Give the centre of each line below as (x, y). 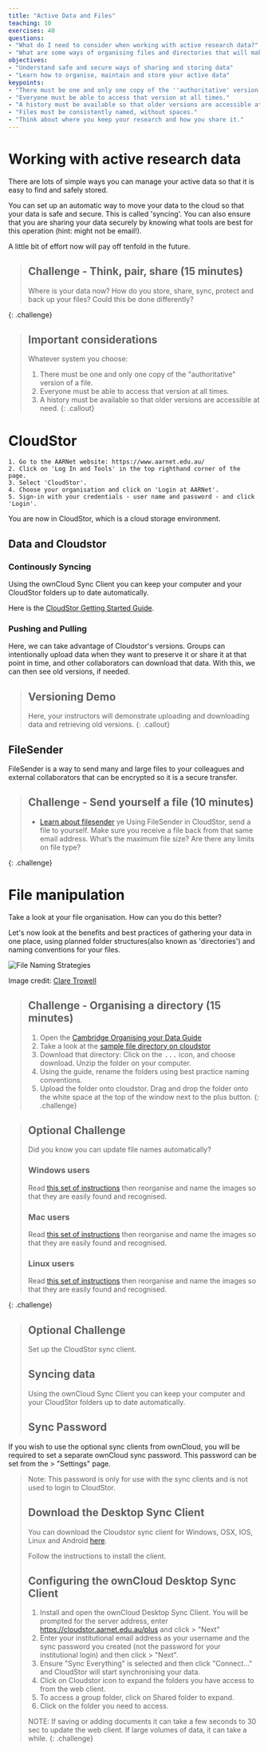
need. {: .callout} (67, 408)
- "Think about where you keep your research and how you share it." (126, 120)
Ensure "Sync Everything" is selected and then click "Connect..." (146, 1664)
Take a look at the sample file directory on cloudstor (125, 1046)
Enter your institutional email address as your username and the (144, 1638)
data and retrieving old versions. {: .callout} (99, 725)
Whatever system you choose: (78, 359)
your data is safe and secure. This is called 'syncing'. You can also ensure (130, 213)
